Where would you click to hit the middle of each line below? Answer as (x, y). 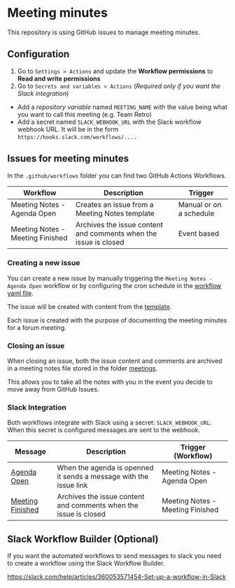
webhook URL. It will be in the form (68, 129)
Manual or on (200, 204)
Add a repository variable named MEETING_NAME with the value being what (122, 107)
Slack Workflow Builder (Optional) (83, 539)
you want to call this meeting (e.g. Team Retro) (85, 114)
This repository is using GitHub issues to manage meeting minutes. (104, 32)
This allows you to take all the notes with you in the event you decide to (110, 382)
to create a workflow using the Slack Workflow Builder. (86, 564)
